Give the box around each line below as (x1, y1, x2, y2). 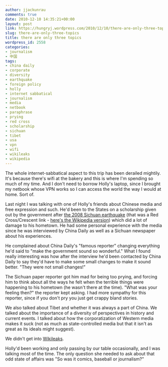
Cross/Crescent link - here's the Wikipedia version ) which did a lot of (5, 217, 147, 223)
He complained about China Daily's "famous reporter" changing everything (5, 242, 160, 248)
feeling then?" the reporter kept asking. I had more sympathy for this (5, 289, 146, 295)
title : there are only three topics (5, 36, 81, 41)
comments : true (5, 12, 37, 17)
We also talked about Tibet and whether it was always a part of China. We (5, 304, 157, 310)
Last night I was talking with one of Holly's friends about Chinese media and (5, 201, 162, 207)
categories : (5, 45, 30, 50)
